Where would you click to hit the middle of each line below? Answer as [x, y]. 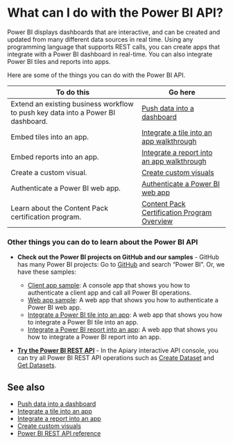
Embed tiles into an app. [50, 137]
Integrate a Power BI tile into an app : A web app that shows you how [125, 315]
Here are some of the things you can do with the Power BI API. [96, 75]
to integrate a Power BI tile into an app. [83, 322]
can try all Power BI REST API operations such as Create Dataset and [116, 358]
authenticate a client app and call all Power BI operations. [110, 293]
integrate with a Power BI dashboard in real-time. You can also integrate [110, 54]
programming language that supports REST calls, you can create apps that [114, 47]
